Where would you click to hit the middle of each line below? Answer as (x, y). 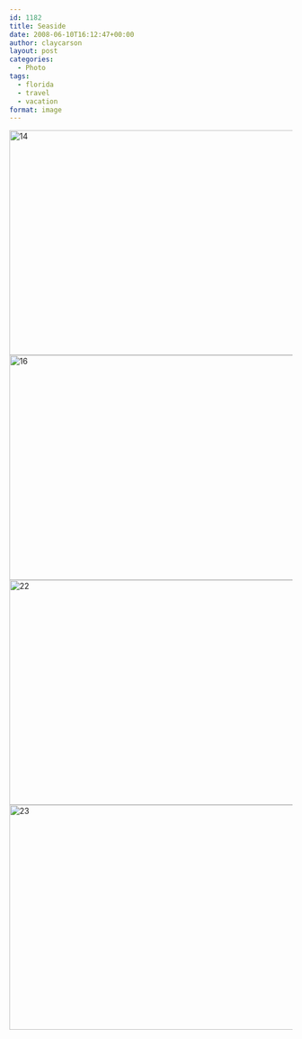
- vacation (38, 101)
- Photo (32, 68)
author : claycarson (46, 43)
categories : (31, 59)
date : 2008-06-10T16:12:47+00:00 (72, 34)
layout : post (34, 51)
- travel (34, 93)
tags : (19, 76)
